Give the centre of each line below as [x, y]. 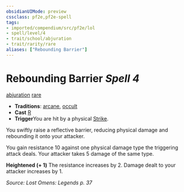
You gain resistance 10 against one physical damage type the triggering [92, 148]
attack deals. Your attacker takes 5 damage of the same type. [80, 153]
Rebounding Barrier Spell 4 [73, 78]
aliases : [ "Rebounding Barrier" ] [47, 50]
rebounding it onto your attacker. [46, 136]
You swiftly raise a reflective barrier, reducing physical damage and [87, 130]
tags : [13, 22]
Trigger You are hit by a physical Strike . [62, 118]
